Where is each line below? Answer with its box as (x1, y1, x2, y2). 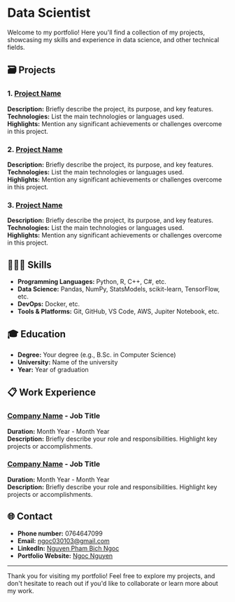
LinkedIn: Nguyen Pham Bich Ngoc (17, 544, 120, 552)
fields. (7, 43, 26, 51)
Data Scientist (7, 5, 91, 21)
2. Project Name (7, 144, 63, 154)
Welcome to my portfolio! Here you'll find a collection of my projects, (7, 28, 205, 36)
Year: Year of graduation (17, 365, 89, 374)
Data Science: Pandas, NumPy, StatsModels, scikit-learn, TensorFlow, (17, 285, 220, 294)
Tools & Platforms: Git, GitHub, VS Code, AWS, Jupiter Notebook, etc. (17, 307, 220, 316)
